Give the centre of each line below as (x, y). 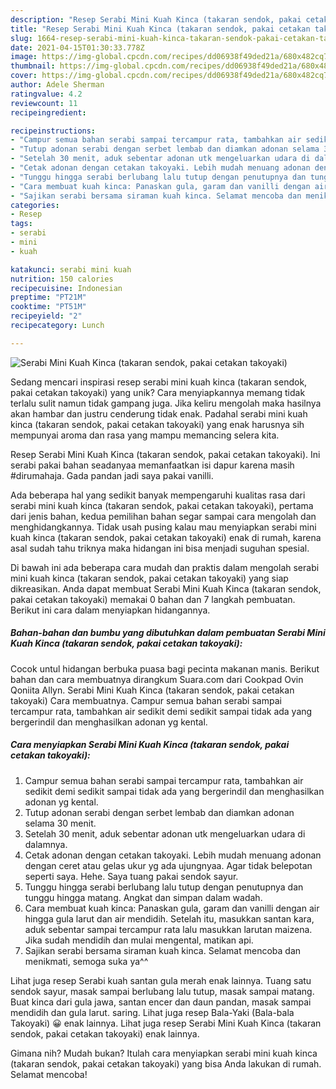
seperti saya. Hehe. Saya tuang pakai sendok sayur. (131, 876)
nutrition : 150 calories (62, 279)
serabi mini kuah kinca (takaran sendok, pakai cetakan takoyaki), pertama (162, 505)
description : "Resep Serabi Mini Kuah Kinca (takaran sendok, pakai (156, 19)
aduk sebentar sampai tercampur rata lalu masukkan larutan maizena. (168, 929)
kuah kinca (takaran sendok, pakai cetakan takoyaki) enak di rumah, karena (166, 537)
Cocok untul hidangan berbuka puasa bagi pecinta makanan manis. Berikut (165, 668)
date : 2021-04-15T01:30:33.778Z (77, 47)
